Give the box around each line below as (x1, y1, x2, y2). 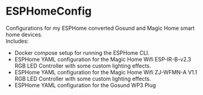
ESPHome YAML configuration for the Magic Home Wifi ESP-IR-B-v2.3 (14, 55, 192, 63)
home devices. (5, 30, 43, 38)
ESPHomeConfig (5, 4, 92, 18)
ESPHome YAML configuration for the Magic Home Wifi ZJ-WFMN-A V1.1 (14, 68, 198, 76)
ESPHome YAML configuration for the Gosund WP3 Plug (14, 81, 156, 89)
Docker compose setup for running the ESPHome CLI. (14, 49, 150, 56)
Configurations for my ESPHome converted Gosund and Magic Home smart (5, 24, 195, 32)
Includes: (5, 37, 29, 44)
